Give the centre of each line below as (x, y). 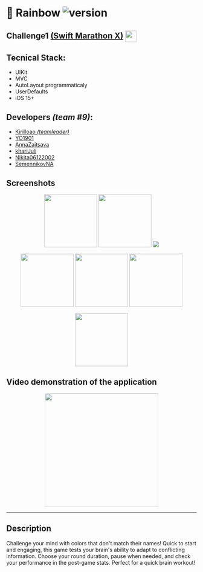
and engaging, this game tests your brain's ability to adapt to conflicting (96, 550)
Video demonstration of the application (82, 382)
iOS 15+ (25, 98)
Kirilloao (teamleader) (42, 132)
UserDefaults (31, 91)
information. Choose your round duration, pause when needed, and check (98, 556)
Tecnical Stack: (36, 58)
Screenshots (31, 183)
